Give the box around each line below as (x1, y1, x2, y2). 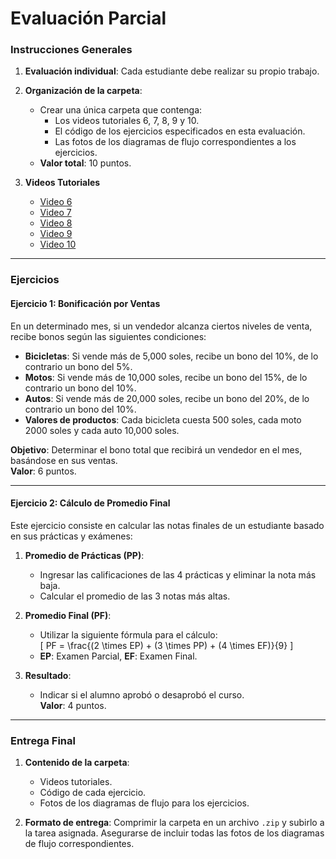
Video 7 (39, 207, 72, 219)
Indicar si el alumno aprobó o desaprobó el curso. (39, 688, 245, 701)
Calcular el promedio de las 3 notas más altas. (39, 590, 231, 602)
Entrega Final (10, 733, 76, 747)
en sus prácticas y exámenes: (10, 530, 133, 542)
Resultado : (24, 669, 72, 681)
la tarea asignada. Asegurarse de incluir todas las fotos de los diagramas (24, 827, 325, 839)
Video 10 (39, 238, 77, 251)
